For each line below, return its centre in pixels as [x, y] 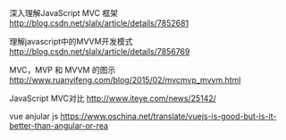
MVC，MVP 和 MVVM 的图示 [63, 70]
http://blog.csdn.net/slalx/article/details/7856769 [100, 51]
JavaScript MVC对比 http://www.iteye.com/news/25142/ [113, 98]
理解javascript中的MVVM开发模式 [71, 41]
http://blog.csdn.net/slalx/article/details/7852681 [99, 23]
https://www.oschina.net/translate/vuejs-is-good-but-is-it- [168, 116]
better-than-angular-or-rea [59, 126]
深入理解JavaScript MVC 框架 [64, 13]
